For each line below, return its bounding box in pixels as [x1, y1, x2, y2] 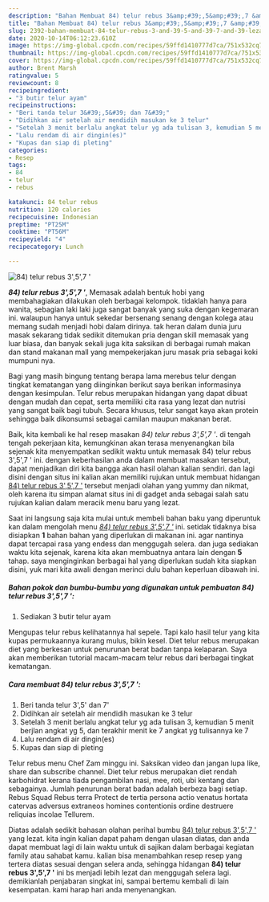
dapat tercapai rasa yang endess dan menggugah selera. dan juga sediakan [8, 539, 259, 549]
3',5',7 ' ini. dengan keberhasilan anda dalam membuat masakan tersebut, [8, 455, 251, 464]
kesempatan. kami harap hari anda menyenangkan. [8, 884, 178, 894]
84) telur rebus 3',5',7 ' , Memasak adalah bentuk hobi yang [8, 287, 206, 297]
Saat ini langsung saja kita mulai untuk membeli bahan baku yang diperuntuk [8, 513, 261, 523]
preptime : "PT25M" [8, 220, 70, 229]
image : [8, 42, 30, 50]
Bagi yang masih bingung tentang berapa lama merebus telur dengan [8, 371, 237, 381]
